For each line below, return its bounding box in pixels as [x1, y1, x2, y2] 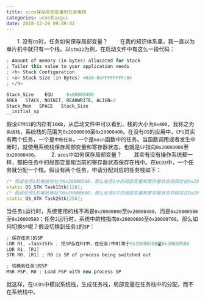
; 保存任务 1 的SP [6, 235, 43, 241]
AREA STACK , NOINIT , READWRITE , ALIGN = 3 [6, 97, 116, 103]
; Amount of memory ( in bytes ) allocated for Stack [6, 58, 140, 64]
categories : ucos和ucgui [6, 15, 69, 21]
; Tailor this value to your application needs [6, 64, 130, 70]
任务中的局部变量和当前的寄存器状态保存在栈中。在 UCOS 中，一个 [27, 158, 189, 166]
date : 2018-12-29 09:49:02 [6, 20, 75, 26]
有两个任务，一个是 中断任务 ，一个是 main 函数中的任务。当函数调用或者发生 [6, 136, 191, 143]
